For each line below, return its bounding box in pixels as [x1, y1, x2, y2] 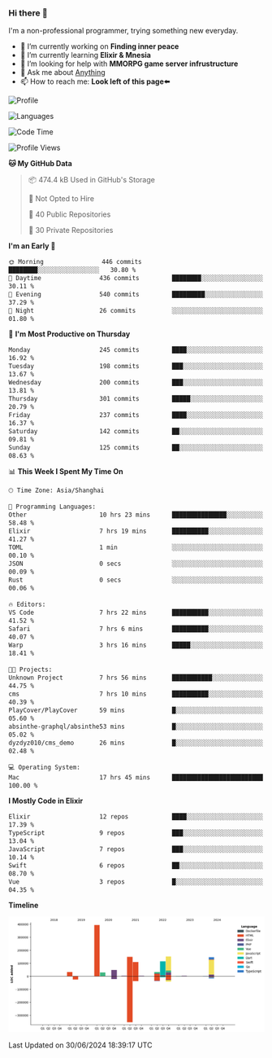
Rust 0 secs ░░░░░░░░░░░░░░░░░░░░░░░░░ [8, 576, 264, 585]
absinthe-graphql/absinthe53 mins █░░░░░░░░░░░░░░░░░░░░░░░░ [8, 722, 264, 731]
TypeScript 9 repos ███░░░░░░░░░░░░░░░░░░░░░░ [8, 829, 264, 837]
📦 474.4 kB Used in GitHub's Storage [28, 175, 156, 185]
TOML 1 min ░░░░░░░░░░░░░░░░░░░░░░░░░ [8, 543, 264, 552]
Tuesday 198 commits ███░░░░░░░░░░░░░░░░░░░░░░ [8, 362, 264, 371]
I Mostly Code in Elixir [8, 796, 84, 806]
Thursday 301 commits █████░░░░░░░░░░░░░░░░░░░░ [8, 395, 264, 403]
